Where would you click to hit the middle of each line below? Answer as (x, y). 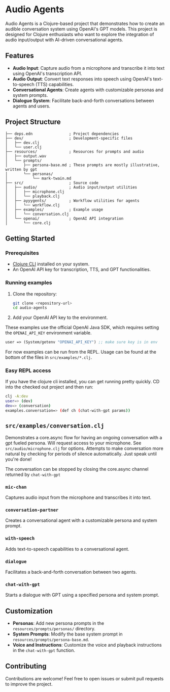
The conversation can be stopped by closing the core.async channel (77, 469)
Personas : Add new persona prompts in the (58, 623)
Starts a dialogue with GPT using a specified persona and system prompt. (82, 595)
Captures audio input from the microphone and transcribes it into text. (78, 497)
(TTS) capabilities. (55, 84)
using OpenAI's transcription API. (47, 73)
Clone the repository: (35, 294)
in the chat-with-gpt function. (44, 650)
